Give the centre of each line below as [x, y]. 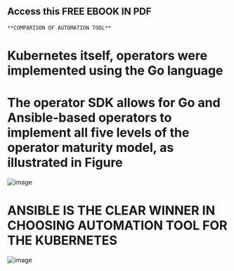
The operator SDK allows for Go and [114, 103]
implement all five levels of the [98, 133]
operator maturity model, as [91, 148]
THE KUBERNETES [63, 240]
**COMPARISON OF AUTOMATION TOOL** [59, 27]
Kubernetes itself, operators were [108, 56]
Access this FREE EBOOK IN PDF [79, 12]
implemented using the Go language [115, 70]
